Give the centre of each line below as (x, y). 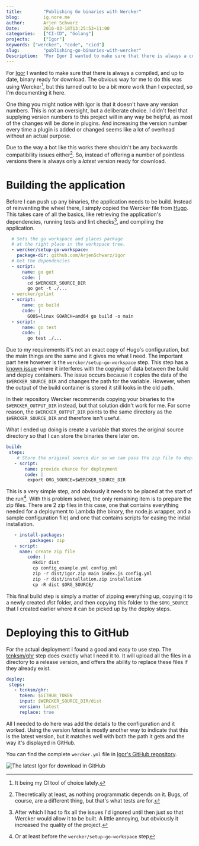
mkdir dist (46, 563)
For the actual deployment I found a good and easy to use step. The (89, 649)
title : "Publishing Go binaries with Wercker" (74, 12)
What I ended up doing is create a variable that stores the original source (95, 430)
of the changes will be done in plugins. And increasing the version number (97, 123)
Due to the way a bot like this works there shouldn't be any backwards (92, 148)
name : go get (38, 272)
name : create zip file (47, 552)
